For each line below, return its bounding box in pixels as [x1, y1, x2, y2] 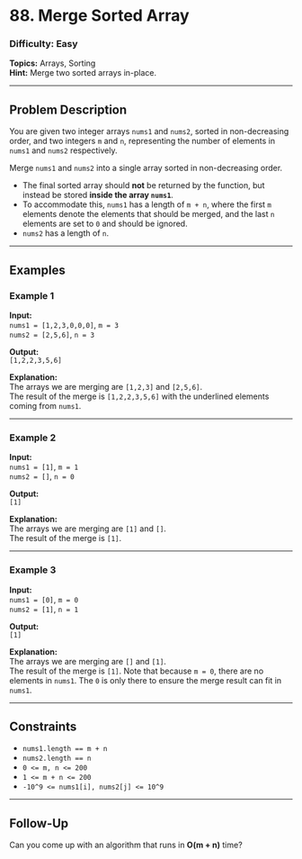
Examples [9, 262, 66, 277]
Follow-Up [9, 816, 69, 831]
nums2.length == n [22, 754, 92, 764]
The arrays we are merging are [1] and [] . [9, 523, 166, 534]
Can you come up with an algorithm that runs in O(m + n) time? [9, 839, 243, 851]
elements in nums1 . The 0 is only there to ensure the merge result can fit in [9, 674, 281, 685]
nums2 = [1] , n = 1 [9, 603, 79, 614]
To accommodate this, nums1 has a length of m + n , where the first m [22, 199, 272, 210]
